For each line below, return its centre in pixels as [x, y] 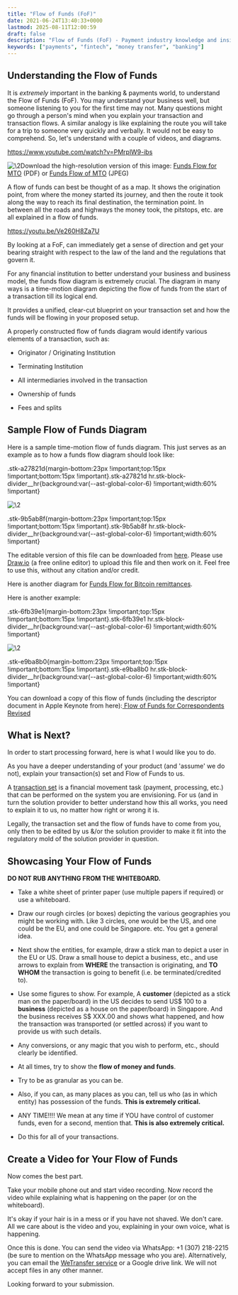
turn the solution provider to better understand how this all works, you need [118, 803]
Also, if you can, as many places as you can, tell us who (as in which [117, 1094]
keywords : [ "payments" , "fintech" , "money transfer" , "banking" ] [106, 47]
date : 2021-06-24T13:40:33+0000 [55, 21]
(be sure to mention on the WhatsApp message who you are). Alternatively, [117, 1255]
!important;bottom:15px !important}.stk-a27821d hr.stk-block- [97, 476]
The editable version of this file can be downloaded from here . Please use [115, 555]
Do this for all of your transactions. [68, 1137]
